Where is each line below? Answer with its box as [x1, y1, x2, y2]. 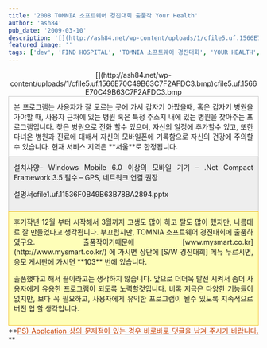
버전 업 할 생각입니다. [14, 304, 79, 313]
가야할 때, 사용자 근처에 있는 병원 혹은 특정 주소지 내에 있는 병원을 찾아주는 [14, 112, 246, 122]
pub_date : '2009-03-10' [8, 26, 87, 34]
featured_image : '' [8, 41, 73, 49]
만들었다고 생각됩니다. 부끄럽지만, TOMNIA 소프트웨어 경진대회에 [30, 227, 233, 237]
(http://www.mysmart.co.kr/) [14, 247, 107, 257]
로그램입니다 [14, 122, 53, 131]
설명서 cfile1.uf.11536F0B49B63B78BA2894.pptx [14, 190, 169, 199]
